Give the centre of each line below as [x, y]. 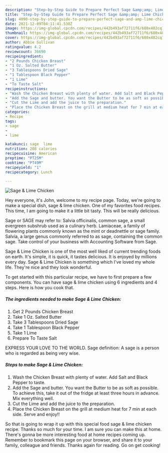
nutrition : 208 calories [31, 149]
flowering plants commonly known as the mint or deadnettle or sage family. [83, 231]
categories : [17, 112]
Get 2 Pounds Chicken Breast [43, 312]
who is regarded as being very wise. [42, 353]
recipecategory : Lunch [29, 172]
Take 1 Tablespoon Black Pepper [46, 328]
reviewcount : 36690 [25, 51]
